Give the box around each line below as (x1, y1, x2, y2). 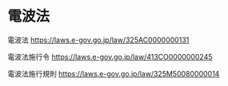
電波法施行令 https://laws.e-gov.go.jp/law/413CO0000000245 (7, 52, 213, 61)
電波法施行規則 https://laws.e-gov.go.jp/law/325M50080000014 (7, 68, 220, 78)
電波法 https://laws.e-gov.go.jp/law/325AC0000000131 (7, 35, 190, 45)
